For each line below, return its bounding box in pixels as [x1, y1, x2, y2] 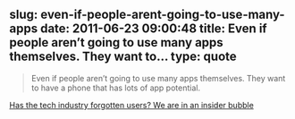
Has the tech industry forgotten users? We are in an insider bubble [9, 99, 255, 110]
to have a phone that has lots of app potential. [30, 82, 201, 93]
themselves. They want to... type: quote [9, 49, 237, 64]
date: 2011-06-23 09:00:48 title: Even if [39, 21, 267, 37]
